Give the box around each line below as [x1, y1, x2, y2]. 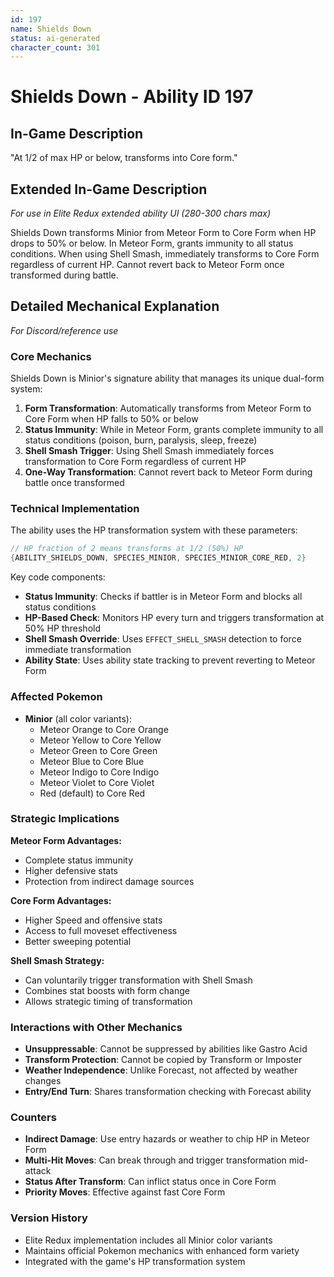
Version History [10, 1211, 88, 1225]
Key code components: [10, 571, 106, 583]
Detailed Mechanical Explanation [10, 298, 220, 315]
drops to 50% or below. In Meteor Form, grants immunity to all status [10, 237, 294, 250]
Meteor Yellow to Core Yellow [39, 734, 162, 746]
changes [24, 1075, 62, 1087]
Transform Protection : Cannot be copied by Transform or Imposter [24, 1054, 303, 1066]
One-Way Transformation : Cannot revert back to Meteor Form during [24, 466, 313, 478]
